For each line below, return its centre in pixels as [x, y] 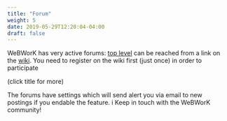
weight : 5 [22, 20]
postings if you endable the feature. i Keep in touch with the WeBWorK [109, 103]
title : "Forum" [29, 14]
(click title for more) [36, 82]
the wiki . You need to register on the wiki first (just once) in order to [104, 61]
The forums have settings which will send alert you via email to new [105, 95]
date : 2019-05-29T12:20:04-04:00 [56, 27]
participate [23, 68]
